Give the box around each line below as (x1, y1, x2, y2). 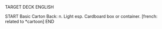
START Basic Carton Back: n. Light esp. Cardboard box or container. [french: (5, 14, 158, 19)
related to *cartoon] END (5, 19, 55, 24)
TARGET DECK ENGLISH (5, 4, 54, 10)
